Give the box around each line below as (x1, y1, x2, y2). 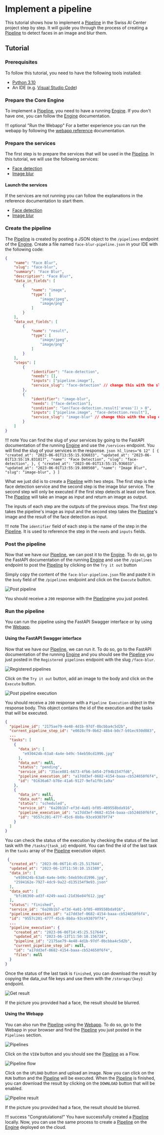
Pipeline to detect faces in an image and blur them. (5, 30, 107, 36)
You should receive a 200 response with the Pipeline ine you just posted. (5, 596, 149, 602)
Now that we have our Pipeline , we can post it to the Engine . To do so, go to (5, 552, 158, 558)
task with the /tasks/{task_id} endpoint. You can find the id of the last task (5, 842, 157, 848)
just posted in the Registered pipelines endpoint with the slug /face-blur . (5, 656, 155, 662)
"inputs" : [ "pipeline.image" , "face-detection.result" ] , (31, 410, 150, 415)
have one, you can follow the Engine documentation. (5, 113, 111, 119)
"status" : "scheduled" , (18, 801, 67, 806)
